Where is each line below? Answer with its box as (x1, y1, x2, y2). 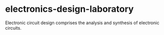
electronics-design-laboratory (5, 3, 134, 15)
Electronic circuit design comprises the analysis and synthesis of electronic (5, 20, 160, 26)
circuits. (5, 25, 21, 31)
